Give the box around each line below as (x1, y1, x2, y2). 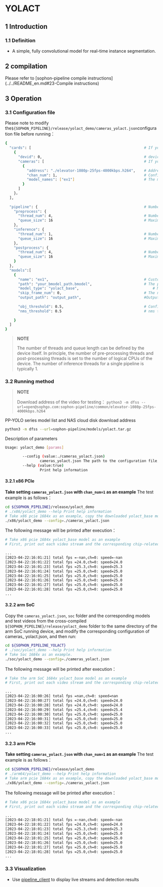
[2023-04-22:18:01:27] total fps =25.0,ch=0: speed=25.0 (5, 845, 123, 849)
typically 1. (16, 366, 38, 372)
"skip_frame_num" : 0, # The (17, 291, 155, 296)
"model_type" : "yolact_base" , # (17, 286, 155, 291)
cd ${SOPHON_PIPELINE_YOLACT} (5, 643, 66, 648)
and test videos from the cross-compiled (5, 618, 87, 624)
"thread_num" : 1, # (17, 231, 147, 237)
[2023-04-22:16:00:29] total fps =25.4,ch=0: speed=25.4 (5, 707, 123, 712)
